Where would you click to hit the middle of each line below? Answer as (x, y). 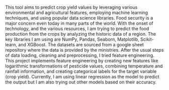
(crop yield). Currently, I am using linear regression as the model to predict (82, 77)
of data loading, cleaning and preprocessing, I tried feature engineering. (80, 55)
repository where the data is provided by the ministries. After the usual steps (84, 50)
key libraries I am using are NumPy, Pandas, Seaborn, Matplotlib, (72, 39)
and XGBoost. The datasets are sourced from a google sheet (81, 44)
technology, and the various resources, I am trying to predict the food (77, 29)
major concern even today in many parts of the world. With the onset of (79, 23)
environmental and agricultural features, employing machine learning (77, 13)
